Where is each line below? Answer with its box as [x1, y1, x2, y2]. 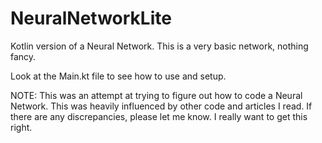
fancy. [10, 50, 37, 62]
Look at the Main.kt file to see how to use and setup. [10, 70, 227, 82]
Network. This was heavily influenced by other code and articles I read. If [10, 100, 313, 112]
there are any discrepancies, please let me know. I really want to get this [10, 110, 308, 122]
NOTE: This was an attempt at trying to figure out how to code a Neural [10, 89, 303, 101]
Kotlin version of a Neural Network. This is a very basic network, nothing [10, 40, 309, 52]
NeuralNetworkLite [10, 7, 172, 30]
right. [10, 121, 33, 133]
